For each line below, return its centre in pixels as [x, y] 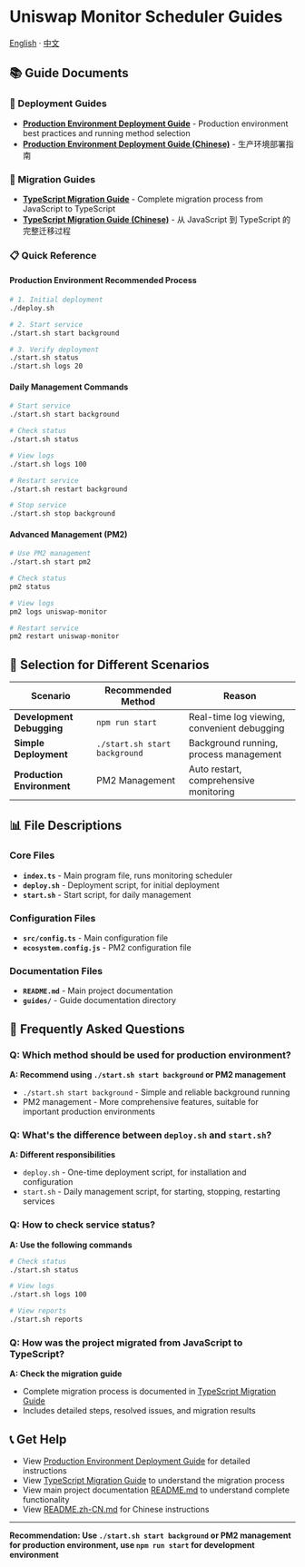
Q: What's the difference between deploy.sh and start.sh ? [141, 1135]
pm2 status [30, 586]
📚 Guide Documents [69, 73]
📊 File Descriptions [66, 825]
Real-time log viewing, [237, 717]
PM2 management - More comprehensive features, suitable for [140, 1102]
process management [235, 754]
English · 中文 [34, 43]
